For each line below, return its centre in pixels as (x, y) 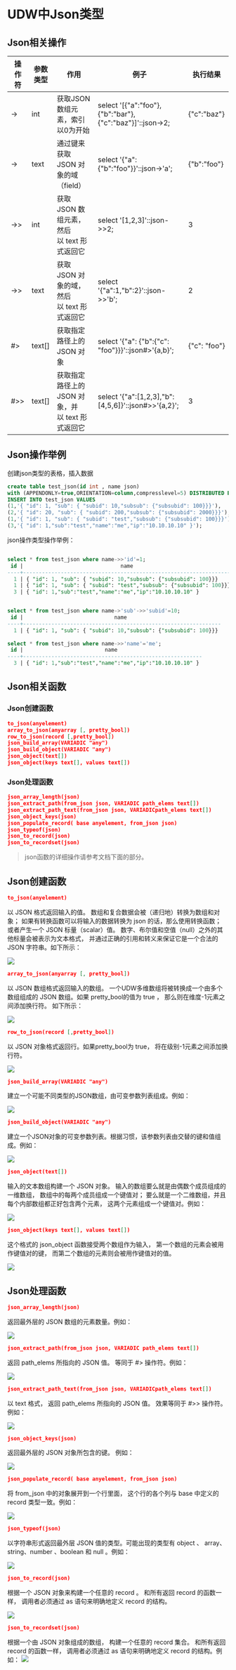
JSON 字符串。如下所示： (45, 947)
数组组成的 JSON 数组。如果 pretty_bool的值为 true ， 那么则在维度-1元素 (113, 997)
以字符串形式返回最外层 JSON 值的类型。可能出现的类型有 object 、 (105, 1543)
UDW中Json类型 (55, 14)
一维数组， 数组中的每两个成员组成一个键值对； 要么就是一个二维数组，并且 (117, 1195)
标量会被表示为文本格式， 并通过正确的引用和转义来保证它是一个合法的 (116, 938)
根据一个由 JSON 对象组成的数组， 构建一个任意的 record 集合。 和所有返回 (117, 1642)
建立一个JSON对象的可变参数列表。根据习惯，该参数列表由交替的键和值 (111, 1137)
